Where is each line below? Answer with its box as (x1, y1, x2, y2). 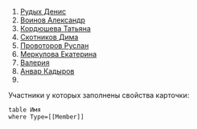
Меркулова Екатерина (19, 50, 97, 58)
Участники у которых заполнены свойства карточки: (8, 91, 190, 99)
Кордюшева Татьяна (19, 24, 91, 33)
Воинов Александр (19, 15, 86, 25)
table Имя (8, 106, 42, 114)
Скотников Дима (19, 32, 79, 42)
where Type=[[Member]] (8, 113, 84, 121)
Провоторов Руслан (19, 41, 89, 50)
